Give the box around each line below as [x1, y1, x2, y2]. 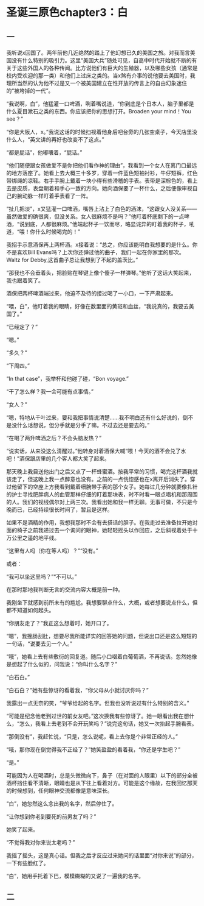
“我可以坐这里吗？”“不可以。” [6, 573, 77, 580]
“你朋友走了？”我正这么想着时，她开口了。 [6, 620, 112, 626]
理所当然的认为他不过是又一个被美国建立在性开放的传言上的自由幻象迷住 [6, 80, 187, 87]
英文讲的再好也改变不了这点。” [30, 136, 104, 143]
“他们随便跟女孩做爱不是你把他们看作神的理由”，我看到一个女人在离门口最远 [6, 162, 197, 169]
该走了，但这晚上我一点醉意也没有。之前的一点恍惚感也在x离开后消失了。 [6, 476, 190, 483]
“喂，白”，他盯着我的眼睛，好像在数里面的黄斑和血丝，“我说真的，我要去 [6, 303, 189, 310]
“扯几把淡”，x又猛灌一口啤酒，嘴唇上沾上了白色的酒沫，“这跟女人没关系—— [6, 205, 197, 212]
